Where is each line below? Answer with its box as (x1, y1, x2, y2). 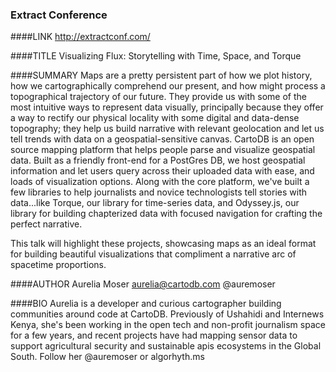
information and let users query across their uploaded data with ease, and (10, 165, 315, 177)
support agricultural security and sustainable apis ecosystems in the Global (10, 340, 322, 352)
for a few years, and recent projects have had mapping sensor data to (10, 329, 298, 342)
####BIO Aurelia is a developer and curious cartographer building (10, 298, 282, 310)
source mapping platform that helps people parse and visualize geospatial (10, 144, 316, 156)
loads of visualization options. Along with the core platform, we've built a (10, 176, 310, 188)
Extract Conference (10, 8, 108, 22)
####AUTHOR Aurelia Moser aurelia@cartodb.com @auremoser (10, 278, 276, 290)
